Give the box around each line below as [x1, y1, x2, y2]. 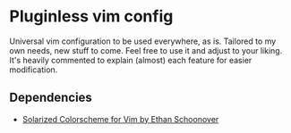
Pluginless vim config [9, 6, 174, 27]
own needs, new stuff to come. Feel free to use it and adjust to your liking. [9, 45, 283, 55]
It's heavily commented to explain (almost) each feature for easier [9, 54, 252, 65]
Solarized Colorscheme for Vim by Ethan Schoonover [21, 113, 219, 124]
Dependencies [9, 90, 92, 105]
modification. [9, 64, 58, 75]
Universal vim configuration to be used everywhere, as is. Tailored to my [9, 36, 277, 46]
